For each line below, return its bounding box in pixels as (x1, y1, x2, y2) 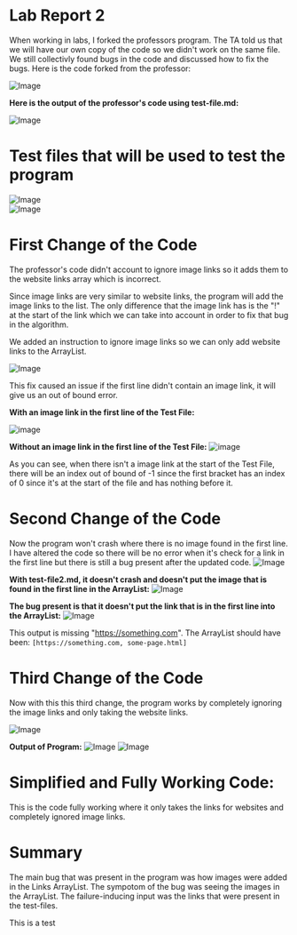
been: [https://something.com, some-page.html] (9, 636, 188, 647)
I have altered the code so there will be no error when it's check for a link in (9, 547, 285, 558)
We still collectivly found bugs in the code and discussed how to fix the (9, 53, 269, 64)
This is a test (9, 917, 56, 928)
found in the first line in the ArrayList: (9, 583, 151, 594)
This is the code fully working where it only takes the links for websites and (9, 802, 284, 812)
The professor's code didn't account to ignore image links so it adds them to (9, 264, 289, 275)
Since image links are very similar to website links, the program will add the (9, 291, 284, 301)
